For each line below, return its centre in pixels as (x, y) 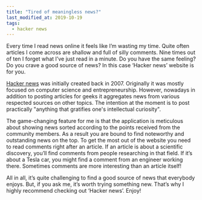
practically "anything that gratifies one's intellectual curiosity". (84, 109)
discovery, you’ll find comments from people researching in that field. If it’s (99, 153)
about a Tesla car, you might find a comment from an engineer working (95, 160)
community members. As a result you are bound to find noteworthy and (95, 134)
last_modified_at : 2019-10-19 (44, 18)
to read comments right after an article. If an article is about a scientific (95, 147)
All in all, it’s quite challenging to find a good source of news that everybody (101, 178)
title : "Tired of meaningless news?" (54, 12)
